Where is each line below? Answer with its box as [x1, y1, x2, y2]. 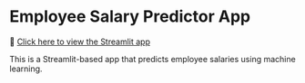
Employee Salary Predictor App [9, 6, 251, 27]
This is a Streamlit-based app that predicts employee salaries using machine [9, 53, 296, 64]
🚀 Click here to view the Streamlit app [9, 36, 150, 47]
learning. [9, 63, 43, 74]
